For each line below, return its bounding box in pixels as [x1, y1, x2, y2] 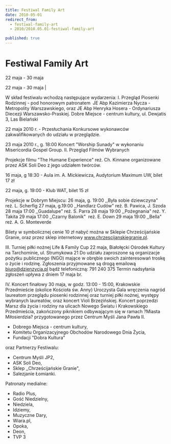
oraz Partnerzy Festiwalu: [5, 344, 59, 350]
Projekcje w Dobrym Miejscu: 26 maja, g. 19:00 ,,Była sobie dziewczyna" [5, 197, 158, 203]
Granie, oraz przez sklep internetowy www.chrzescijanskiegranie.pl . [5, 234, 149, 240]
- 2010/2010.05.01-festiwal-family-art [10, 27, 95, 32]
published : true [5, 36, 40, 41]
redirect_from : [5, 17, 38, 22]
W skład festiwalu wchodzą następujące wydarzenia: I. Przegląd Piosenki [5, 94, 159, 100]
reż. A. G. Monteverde [5, 219, 52, 225]
